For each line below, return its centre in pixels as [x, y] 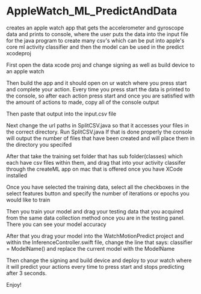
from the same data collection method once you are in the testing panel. [96, 218]
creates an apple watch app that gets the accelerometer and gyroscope [95, 28]
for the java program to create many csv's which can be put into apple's [95, 40]
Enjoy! [14, 284]
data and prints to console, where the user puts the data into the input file [97, 34]
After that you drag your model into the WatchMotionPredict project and [95, 236]
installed [17, 175]
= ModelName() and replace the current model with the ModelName [91, 248]
